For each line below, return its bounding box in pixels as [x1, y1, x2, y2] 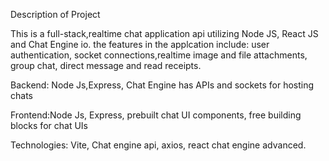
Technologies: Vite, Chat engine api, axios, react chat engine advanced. [10, 139, 307, 151]
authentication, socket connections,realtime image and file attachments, [10, 49, 308, 61]
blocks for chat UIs [10, 120, 88, 131]
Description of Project [10, 9, 101, 20]
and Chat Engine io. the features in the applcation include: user [10, 39, 270, 50]
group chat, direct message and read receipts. [10, 60, 202, 71]
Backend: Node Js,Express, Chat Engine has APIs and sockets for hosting [10, 79, 315, 91]
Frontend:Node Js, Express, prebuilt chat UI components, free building [10, 109, 302, 121]
